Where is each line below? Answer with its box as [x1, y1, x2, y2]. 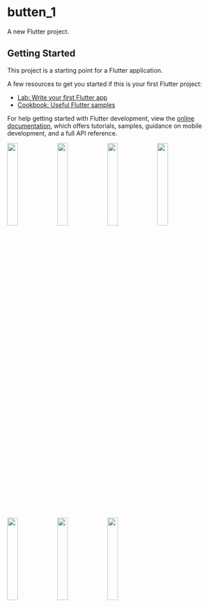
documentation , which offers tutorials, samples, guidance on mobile [7, 122, 202, 130]
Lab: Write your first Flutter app [17, 93, 108, 101]
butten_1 [7, 4, 56, 20]
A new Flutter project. [7, 27, 70, 36]
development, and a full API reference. [7, 129, 118, 137]
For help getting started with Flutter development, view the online [7, 114, 195, 122]
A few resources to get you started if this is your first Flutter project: [7, 80, 202, 88]
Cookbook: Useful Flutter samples [17, 101, 116, 109]
